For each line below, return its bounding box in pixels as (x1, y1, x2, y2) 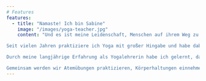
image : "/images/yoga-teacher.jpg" (17, 26, 109, 33)
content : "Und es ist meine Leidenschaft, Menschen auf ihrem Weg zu (17, 32, 199, 38)
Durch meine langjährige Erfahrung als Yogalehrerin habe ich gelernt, (6, 54, 193, 60)
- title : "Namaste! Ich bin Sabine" (12, 20, 105, 26)
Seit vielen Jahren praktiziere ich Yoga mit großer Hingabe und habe (6, 43, 191, 49)
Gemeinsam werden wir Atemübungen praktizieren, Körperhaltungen (6, 65, 177, 71)
